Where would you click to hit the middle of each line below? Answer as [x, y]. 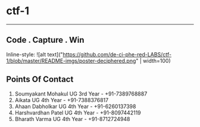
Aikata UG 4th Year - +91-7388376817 [62, 100]
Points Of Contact [40, 79]
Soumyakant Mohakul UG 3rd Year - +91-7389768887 [81, 94]
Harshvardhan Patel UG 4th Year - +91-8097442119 [78, 112]
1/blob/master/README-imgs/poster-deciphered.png [71, 61]
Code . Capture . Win [45, 40]
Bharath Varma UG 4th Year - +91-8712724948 [72, 119]
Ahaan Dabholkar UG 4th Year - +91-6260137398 [75, 106]
